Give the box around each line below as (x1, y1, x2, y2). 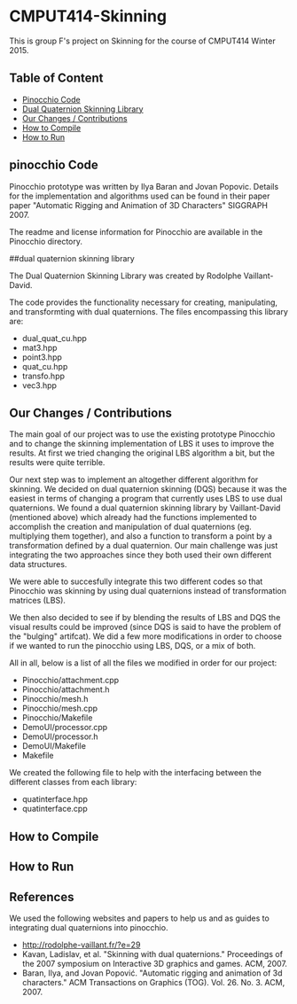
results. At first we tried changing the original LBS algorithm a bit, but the (9, 448, 275, 458)
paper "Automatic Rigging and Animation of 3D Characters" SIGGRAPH (9, 199, 269, 210)
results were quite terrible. (9, 457, 106, 468)
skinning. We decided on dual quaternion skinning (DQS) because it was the (9, 484, 287, 494)
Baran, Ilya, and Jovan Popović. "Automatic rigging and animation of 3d (21, 968, 283, 978)
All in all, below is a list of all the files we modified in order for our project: (9, 658, 277, 668)
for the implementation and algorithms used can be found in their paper (9, 191, 270, 201)
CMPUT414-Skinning (9, 6, 167, 27)
